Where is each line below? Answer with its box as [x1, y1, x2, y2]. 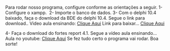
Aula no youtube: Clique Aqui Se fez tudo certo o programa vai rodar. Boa [5, 35, 158, 41]
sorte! [5, 41, 18, 47]
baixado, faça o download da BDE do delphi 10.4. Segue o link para [5, 15, 145, 21]
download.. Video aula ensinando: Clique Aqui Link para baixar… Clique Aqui [5, 20, 165, 26]
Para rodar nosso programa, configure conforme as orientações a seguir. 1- [5, 5, 163, 10]
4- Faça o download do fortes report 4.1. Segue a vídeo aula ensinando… [5, 30, 157, 36]
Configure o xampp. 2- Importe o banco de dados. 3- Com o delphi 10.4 [5, 10, 157, 16]
